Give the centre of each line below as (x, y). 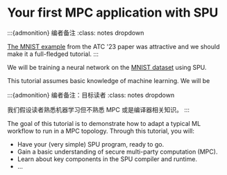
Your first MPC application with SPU (113, 13)
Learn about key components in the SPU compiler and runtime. (107, 159)
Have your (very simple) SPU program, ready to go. (91, 144)
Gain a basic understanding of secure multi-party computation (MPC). (117, 151)
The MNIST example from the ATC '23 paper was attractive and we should (113, 46)
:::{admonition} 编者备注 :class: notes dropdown (76, 33)
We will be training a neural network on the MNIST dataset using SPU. (107, 67)
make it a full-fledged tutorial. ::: (53, 54)
